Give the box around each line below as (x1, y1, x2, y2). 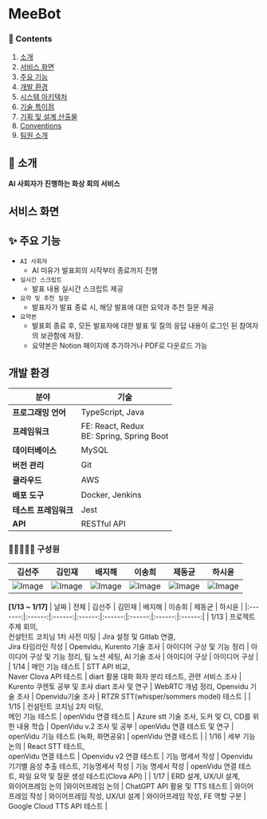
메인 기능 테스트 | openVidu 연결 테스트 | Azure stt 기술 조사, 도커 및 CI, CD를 (8, 711, 251, 721)
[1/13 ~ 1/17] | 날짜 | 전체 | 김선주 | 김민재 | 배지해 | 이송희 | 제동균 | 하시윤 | (8, 601, 244, 611)
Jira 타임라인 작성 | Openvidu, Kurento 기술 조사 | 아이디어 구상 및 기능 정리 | (8, 641, 249, 651)
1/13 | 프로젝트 (210, 612, 256, 621)
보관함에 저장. (40, 330, 84, 340)
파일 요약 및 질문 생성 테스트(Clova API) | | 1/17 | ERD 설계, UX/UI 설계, (18, 771, 241, 781)
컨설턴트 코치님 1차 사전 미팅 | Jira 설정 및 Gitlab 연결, (8, 632, 176, 641)
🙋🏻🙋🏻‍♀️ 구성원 (8, 544, 60, 555)
